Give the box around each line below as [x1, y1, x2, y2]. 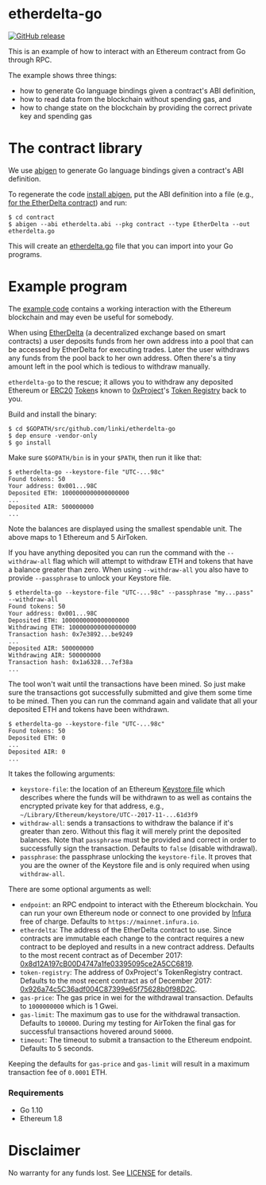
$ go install [8, 439, 52, 447]
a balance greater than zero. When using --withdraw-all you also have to [8, 565, 249, 574]
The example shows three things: [8, 70, 118, 80]
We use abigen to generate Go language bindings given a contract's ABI [8, 165, 245, 175]
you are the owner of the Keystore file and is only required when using [19, 860, 250, 870]
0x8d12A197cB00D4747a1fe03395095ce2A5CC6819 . [19, 959, 195, 968]
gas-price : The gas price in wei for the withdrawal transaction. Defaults [19, 992, 254, 1002]
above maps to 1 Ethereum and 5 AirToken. [8, 532, 148, 542]
